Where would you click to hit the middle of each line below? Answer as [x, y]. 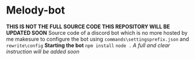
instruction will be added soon [43, 51]
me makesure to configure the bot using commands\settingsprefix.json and [98, 39]
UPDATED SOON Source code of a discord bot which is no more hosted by [97, 32]
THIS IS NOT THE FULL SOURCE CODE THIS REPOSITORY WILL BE [88, 26]
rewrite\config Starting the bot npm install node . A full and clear [88, 45]
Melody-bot [36, 10]
